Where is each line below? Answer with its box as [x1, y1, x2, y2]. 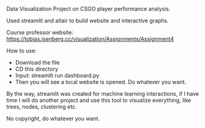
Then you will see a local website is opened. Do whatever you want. [15, 79, 187, 85]
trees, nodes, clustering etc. [6, 103, 77, 110]
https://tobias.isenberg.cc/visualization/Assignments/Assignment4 [6, 35, 174, 42]
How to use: [6, 47, 37, 54]
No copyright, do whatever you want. [6, 115, 100, 122]
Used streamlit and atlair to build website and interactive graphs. [6, 17, 170, 24]
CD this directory [15, 65, 58, 73]
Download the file [15, 59, 60, 66]
